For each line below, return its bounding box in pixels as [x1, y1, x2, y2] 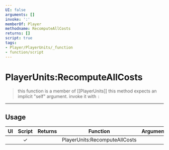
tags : [5, 40, 17, 45]
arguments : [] [5, 12, 35, 17]
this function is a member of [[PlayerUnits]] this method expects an [17, 88, 157, 94]
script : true [5, 36, 33, 41]
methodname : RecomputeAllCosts [5, 26, 71, 31]
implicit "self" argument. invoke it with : [17, 93, 100, 99]
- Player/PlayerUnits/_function [5, 45, 73, 50]
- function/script [5, 49, 44, 55]
